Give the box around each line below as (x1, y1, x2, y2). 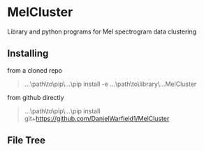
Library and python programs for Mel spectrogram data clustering (7, 27, 197, 36)
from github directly (7, 93, 64, 101)
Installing (7, 48, 49, 59)
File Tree (7, 134, 46, 147)
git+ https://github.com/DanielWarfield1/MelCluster (24, 114, 170, 122)
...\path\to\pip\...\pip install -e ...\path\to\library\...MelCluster (24, 80, 197, 88)
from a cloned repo (7, 66, 63, 74)
